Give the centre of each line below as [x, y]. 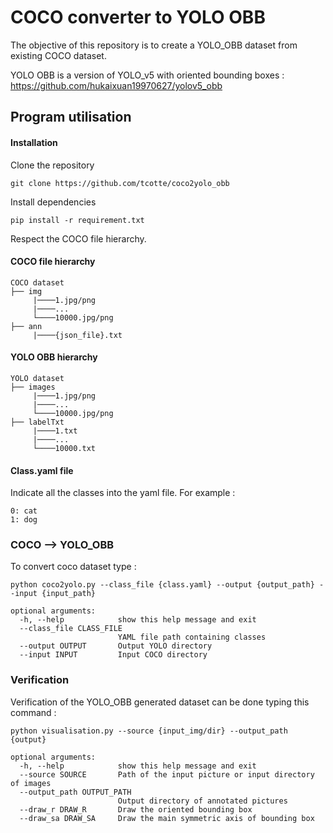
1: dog [24, 520]
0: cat [24, 511]
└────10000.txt [64, 448]
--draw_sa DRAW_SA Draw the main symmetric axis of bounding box [167, 818]
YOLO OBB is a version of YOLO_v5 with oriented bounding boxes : [147, 75]
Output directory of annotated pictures [202, 801]
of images [31, 783]
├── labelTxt [37, 422]
